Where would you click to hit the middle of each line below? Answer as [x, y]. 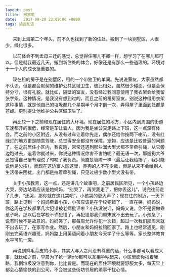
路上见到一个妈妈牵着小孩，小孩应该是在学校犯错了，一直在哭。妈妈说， [89, 202]
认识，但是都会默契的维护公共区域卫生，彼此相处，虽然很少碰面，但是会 [85, 86]
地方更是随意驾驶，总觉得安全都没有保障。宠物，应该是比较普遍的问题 [92, 141]
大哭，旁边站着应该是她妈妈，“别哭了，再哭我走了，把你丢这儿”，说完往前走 [85, 190]
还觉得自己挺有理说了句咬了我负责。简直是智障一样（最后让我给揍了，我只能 [85, 160]
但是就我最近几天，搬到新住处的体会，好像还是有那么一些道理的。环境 [87, 62]
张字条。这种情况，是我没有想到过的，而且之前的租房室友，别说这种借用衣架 [85, 99]
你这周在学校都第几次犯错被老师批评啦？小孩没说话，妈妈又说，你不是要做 [83, 208]
